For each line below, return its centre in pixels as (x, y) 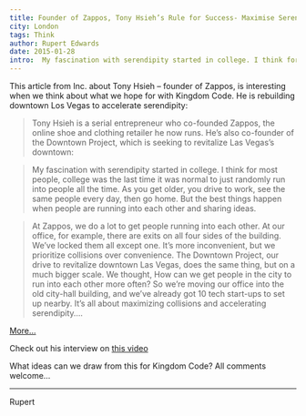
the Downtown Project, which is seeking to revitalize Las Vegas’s (153, 142)
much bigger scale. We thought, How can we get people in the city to (162, 274)
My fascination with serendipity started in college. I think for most (154, 170)
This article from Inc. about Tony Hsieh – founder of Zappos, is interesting (148, 86)
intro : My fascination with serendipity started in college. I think (146, 60)
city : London (34, 26)
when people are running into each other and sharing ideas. (144, 208)
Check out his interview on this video (79, 348)
